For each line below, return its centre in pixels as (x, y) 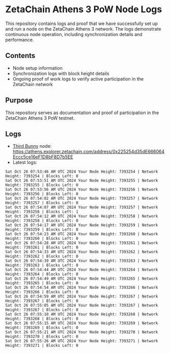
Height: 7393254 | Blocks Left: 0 (42, 176)
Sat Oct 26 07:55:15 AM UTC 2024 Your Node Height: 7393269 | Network (82, 323)
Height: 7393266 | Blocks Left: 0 (42, 292)
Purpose (19, 100)
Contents (20, 56)
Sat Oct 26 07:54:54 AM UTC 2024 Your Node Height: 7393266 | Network (82, 288)
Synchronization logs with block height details (61, 73)
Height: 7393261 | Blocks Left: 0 (42, 248)
